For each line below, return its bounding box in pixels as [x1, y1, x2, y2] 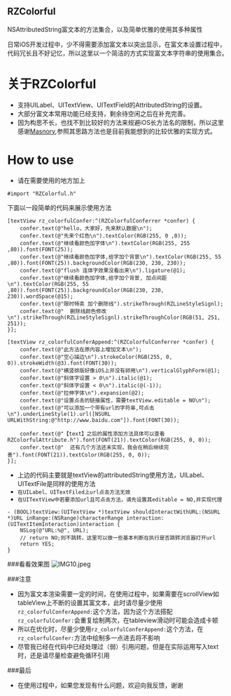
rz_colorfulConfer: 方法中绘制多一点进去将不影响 [17, 633, 160, 642]
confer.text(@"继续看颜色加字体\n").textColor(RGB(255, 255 [20, 239, 190, 247]
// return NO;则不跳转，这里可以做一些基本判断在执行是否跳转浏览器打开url [20, 534, 216, 541]
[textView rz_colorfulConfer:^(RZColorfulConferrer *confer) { [7, 217, 196, 224]
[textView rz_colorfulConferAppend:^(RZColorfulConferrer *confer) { [7, 339, 215, 346]
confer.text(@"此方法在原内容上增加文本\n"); [20, 346, 142, 353]
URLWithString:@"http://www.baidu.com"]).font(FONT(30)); [7, 416, 180, 423]
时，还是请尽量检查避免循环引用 [17, 651, 110, 659]
